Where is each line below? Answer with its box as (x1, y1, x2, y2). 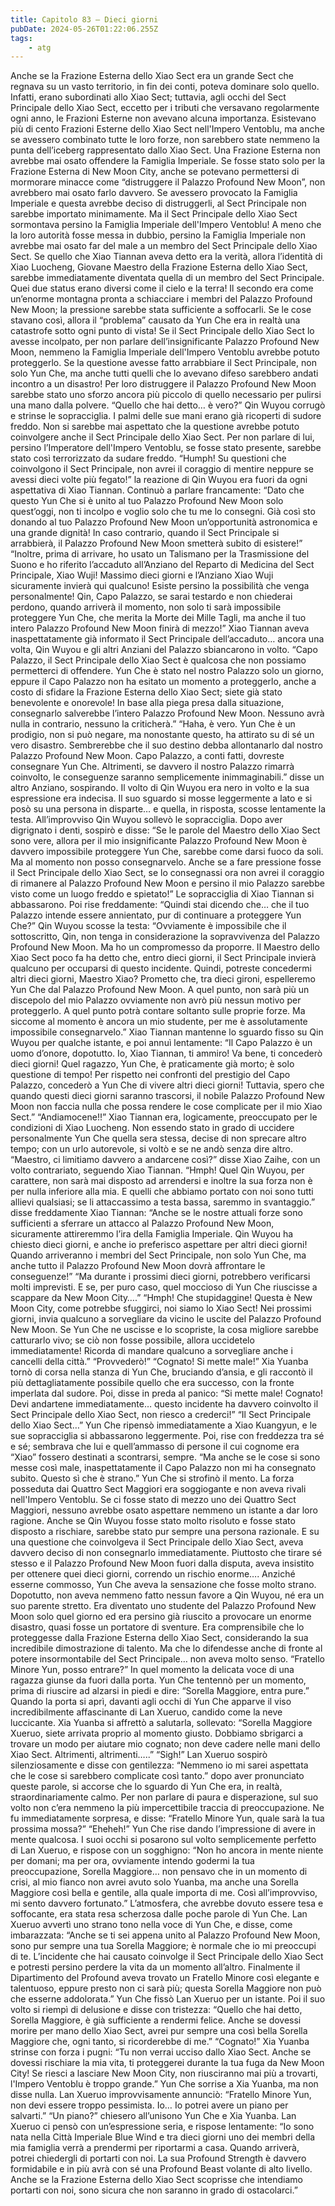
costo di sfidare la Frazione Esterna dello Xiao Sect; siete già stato (10, 686, 283, 698)
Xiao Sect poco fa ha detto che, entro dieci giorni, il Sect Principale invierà (10, 952, 317, 964)
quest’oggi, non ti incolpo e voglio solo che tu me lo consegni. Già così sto (10, 506, 316, 518)
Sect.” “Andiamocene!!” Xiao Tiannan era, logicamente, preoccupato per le (10, 1111, 318, 1123)
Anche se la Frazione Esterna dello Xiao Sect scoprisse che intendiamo (10, 2174, 303, 2186)
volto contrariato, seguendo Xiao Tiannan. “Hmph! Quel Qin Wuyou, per (10, 1164, 305, 1176)
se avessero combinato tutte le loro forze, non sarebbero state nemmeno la (10, 134, 320, 146)
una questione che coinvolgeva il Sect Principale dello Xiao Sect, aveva (10, 1536, 304, 1548)
